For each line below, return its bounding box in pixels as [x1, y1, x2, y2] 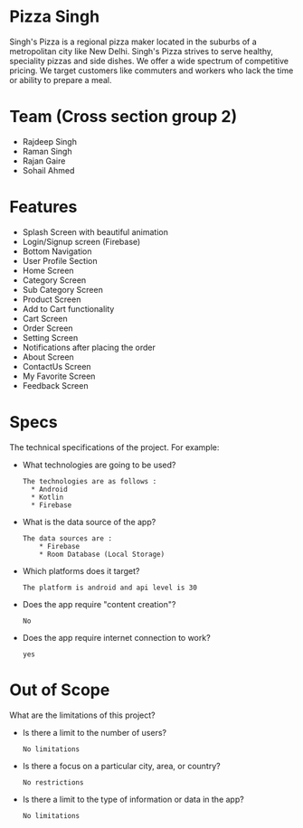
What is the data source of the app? [22, 516, 156, 527]
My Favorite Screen [22, 371, 96, 381]
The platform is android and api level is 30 [22, 583, 197, 592]
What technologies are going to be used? [22, 459, 176, 470]
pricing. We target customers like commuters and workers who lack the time [9, 65, 294, 76]
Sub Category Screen [22, 284, 104, 295]
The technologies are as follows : [22, 476, 157, 485]
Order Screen [22, 323, 74, 334]
